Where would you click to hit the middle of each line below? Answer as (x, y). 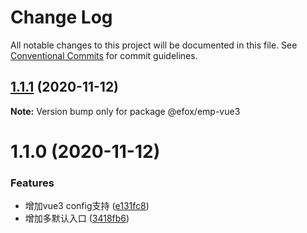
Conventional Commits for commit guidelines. (104, 55)
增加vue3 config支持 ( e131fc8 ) (87, 206)
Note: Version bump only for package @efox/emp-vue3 (125, 111)
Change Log (61, 17)
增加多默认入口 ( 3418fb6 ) (77, 218)
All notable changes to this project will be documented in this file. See (154, 45)
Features (32, 183)
